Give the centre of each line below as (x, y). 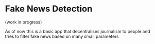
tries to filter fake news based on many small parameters (62, 36)
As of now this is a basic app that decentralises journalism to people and (78, 31)
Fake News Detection (49, 9)
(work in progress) (24, 22)
